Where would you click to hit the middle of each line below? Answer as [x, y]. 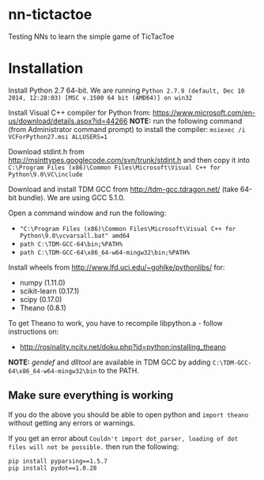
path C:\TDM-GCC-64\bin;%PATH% [71, 244]
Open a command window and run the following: [87, 213]
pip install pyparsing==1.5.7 [58, 461]
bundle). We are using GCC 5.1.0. [72, 197]
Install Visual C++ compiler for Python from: [80, 112]
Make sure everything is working [91, 396]
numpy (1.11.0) [42, 282]
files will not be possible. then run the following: [94, 446]
